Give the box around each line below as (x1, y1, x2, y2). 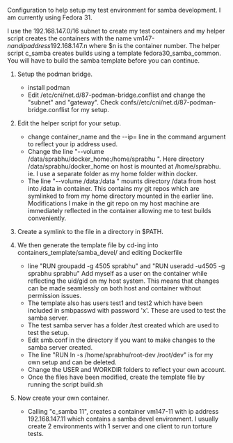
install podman (27, 84, 70, 91)
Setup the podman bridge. (17, 70, 93, 78)
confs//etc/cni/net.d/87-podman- (120, 98, 216, 107)
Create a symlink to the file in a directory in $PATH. (17, 228, 163, 235)
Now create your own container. (17, 394, 110, 402)
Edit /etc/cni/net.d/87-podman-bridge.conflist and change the (27, 91, 206, 99)
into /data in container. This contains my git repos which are (27, 185, 200, 192)
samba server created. (27, 343, 93, 351)
